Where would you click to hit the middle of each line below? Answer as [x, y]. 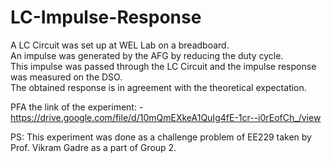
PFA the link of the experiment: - [77, 107]
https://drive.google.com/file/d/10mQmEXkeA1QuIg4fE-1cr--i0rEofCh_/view [166, 117]
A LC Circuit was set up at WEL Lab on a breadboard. [120, 45]
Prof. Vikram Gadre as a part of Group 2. [93, 147]
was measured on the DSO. [66, 77]
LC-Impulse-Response [106, 17]
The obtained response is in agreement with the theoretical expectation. [158, 87]
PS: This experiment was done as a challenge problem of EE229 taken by [161, 137]
